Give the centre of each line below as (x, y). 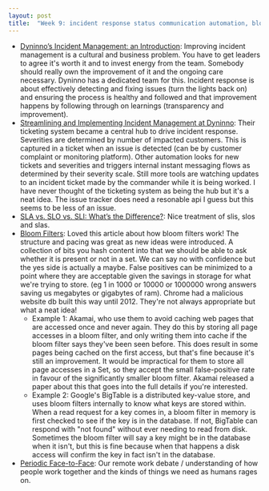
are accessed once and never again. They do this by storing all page (145, 327)
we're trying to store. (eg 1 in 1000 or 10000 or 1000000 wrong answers (138, 284)
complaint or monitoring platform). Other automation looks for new (129, 156)
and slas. (35, 224)
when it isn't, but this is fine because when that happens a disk (136, 446)
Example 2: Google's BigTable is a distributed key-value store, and (141, 395)
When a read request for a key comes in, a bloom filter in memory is (144, 412)
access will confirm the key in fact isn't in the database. (124, 454)
